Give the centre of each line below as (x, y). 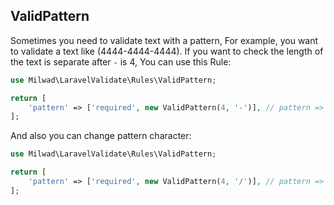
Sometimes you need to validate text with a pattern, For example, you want (164, 40)
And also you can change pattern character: (101, 136)
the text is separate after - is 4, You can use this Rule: (121, 61)
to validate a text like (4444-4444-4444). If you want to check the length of (167, 51)
